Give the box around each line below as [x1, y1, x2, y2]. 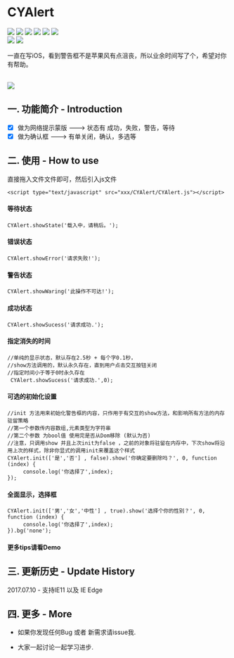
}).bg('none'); [7, 527, 52, 535]
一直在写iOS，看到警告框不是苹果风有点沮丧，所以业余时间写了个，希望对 [7, 51, 221, 60]
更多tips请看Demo [7, 543, 61, 551]
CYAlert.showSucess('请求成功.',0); [10, 377, 114, 384]
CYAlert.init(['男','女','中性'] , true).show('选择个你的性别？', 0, [7, 507, 206, 514]
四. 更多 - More [7, 608, 72, 620]
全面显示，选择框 [7, 490, 57, 498]
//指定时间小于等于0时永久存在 [7, 369, 86, 377]
